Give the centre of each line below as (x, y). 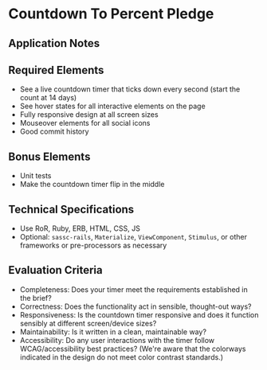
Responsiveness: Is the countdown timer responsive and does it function (139, 314)
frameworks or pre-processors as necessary (93, 245)
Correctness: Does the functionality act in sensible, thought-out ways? (136, 306)
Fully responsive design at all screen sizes (89, 115)
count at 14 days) (48, 98)
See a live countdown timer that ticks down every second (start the (130, 89)
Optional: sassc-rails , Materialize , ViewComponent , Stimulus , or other (133, 237)
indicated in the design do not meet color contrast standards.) (122, 357)
